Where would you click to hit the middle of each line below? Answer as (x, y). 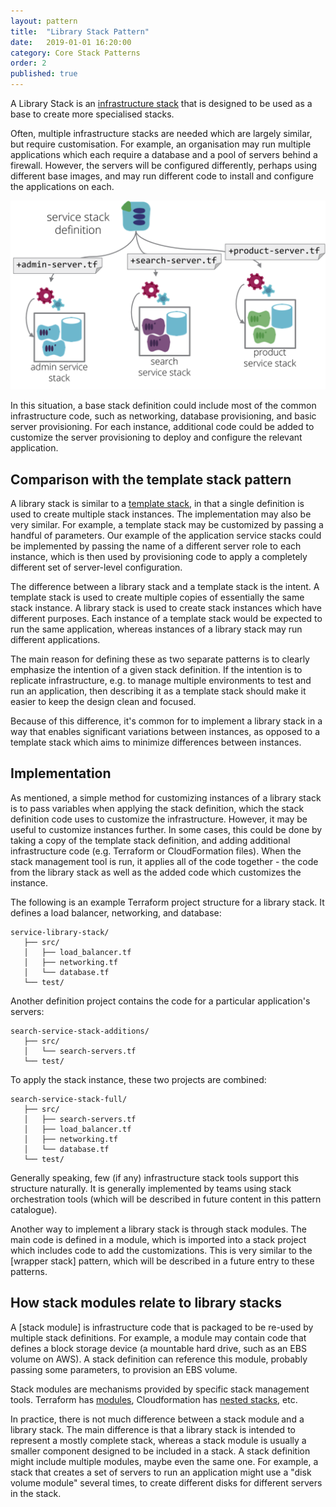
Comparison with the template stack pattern (151, 479)
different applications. (55, 640)
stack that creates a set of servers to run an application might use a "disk (161, 1472)
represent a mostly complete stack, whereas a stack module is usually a (158, 1440)
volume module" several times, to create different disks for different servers (166, 1482)
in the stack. (36, 1493)
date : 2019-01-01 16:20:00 (71, 42)
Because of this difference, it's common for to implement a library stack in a (166, 721)
